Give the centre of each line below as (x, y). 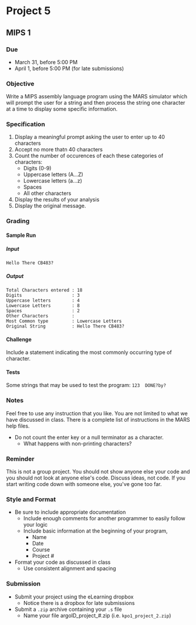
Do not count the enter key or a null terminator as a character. (89, 437)
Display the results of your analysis (57, 200)
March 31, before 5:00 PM (46, 62)
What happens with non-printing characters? (77, 444)
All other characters (47, 193)
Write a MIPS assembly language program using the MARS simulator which (97, 97)
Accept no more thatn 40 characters (58, 150)
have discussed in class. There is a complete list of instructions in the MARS (98, 419)
